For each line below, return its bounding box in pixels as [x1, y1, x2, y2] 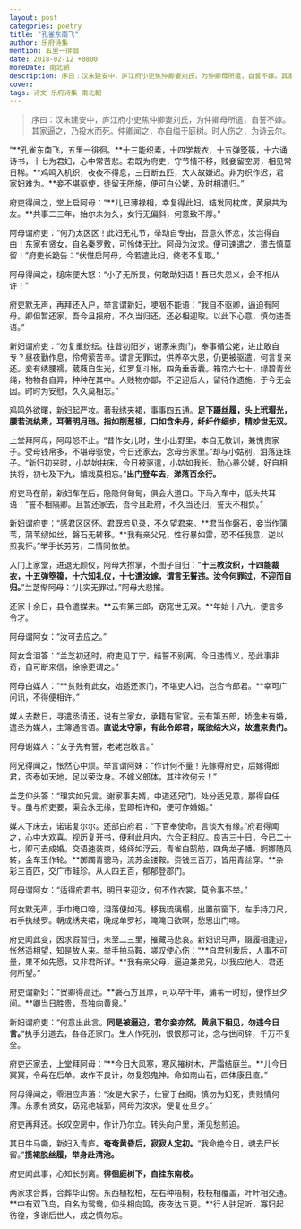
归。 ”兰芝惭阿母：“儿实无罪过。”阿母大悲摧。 [9, 581, 169, 592]
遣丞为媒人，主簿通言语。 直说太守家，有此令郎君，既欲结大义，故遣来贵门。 [9, 721, 292, 732]
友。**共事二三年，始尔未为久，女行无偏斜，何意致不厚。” [9, 208, 221, 219]
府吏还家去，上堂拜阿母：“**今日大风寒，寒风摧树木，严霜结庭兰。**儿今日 [9, 1058, 288, 1068]
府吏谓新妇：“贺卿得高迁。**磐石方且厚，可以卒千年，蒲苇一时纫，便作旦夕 [9, 986, 288, 997]
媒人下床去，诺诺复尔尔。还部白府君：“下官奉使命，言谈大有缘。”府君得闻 [9, 820, 279, 831]
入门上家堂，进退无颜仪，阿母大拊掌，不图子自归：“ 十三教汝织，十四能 [9, 559, 272, 570]
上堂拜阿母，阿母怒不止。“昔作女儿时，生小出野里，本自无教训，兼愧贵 [9, 434, 272, 445]
